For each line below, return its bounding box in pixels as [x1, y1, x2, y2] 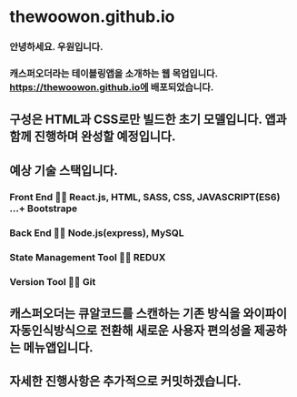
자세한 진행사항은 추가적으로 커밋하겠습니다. [9, 373, 243, 389]
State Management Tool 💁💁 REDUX [9, 250, 166, 263]
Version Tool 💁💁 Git [9, 275, 96, 288]
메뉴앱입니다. [23, 340, 94, 355]
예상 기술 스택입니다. [9, 162, 118, 178]
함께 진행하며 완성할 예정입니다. [9, 129, 176, 145]
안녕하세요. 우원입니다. [9, 41, 104, 54]
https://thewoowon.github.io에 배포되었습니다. [9, 81, 214, 94]
